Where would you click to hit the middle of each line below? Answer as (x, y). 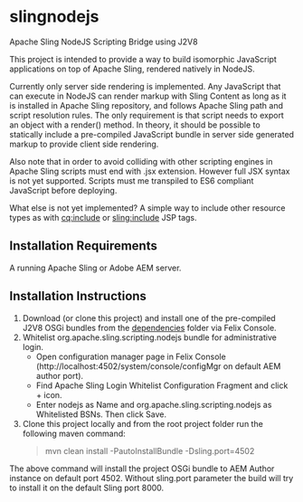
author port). (60, 375)
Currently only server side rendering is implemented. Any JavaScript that (145, 86)
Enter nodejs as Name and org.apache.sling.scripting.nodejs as (154, 404)
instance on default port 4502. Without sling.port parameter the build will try (151, 478)
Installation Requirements (84, 246)
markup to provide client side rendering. (84, 144)
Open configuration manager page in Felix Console (131, 356)
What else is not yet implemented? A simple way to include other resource (147, 208)
